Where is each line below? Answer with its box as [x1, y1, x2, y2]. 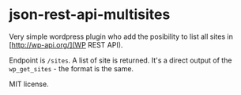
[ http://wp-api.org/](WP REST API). [9, 40, 123, 49]
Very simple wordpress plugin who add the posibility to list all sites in [9, 32, 234, 41]
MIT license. [9, 79, 50, 89]
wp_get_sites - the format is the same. [9, 63, 134, 73]
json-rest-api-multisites [9, 6, 171, 24]
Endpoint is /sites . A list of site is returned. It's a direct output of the [9, 55, 232, 65]
